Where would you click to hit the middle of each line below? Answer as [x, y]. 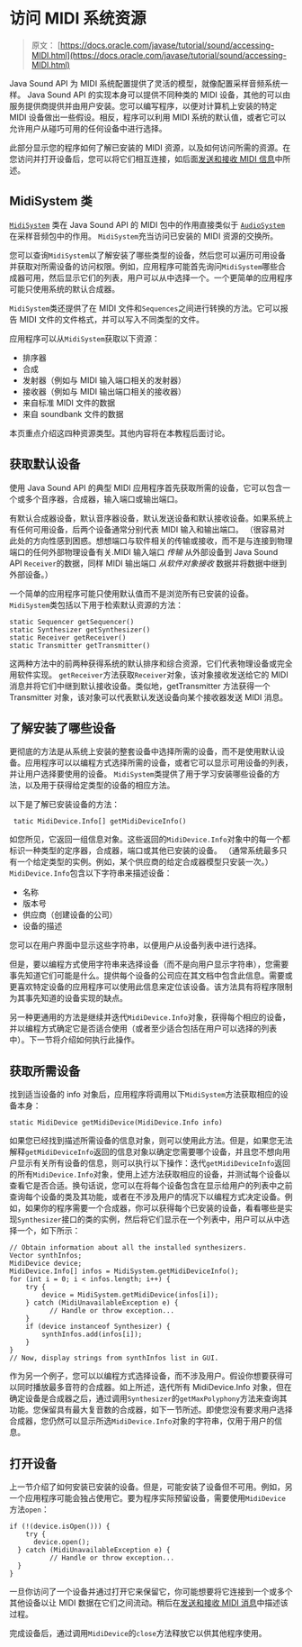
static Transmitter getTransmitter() [80, 645]
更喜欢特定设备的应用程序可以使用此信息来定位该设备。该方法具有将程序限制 [151, 987]
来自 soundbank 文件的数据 [73, 414]
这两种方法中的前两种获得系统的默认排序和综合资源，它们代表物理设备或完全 [151, 663]
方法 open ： [29, 1509]
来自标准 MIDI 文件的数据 [68, 403]
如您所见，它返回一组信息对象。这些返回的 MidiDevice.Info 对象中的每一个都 [150, 840]
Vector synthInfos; [46, 1256]
